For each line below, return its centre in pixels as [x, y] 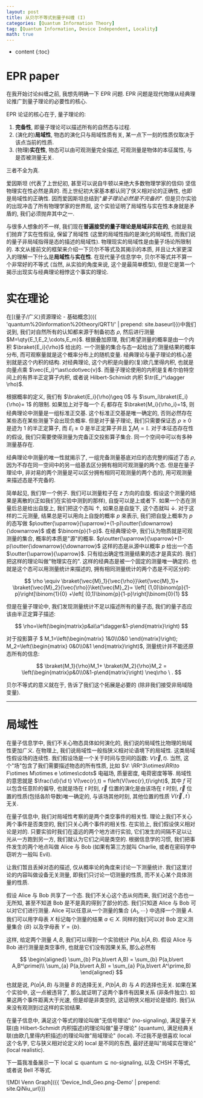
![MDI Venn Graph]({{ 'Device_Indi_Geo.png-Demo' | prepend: [83, 1082]
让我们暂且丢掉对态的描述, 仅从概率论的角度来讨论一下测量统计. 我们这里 [97, 867]
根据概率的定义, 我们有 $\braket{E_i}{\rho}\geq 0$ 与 [72, 397]
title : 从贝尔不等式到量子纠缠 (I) [46, 18]
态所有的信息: [23, 653]
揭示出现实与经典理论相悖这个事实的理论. [57, 272]
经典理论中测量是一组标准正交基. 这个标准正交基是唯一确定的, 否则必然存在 [99, 413]
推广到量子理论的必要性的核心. [49, 101]
